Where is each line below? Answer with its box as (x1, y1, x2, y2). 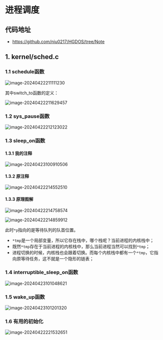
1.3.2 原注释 (5, 173, 29, 179)
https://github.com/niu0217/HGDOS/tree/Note (12, 39, 105, 44)
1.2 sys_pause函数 (5, 113, 50, 120)
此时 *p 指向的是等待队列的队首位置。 (5, 227, 78, 233)
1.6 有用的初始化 (5, 318, 44, 325)
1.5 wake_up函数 (5, 294, 45, 300)
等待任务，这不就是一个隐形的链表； (21, 255, 94, 261)
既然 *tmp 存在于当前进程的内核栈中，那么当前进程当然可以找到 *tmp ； (12, 243, 150, 249)
